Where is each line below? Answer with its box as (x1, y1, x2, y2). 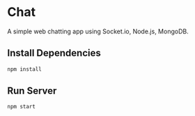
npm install (7, 65, 42, 73)
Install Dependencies (7, 47, 101, 59)
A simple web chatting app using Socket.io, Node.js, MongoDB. (7, 27, 189, 35)
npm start (7, 103, 36, 110)
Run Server (7, 85, 57, 97)
